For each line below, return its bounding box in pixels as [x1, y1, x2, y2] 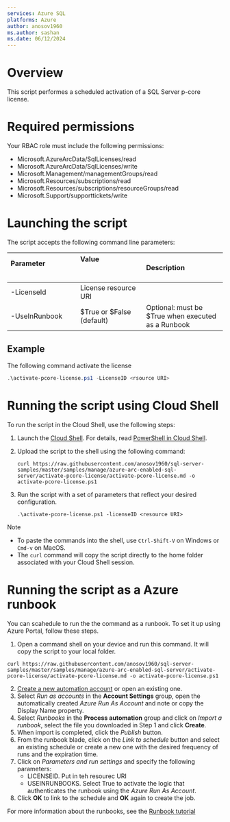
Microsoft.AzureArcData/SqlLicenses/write [16, 162, 138, 170]
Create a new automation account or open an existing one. [16, 684, 183, 692]
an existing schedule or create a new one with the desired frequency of [16, 742, 219, 751]
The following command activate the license [7, 361, 132, 370]
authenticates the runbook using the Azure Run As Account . [27, 786, 196, 795]
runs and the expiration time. [16, 750, 99, 758]
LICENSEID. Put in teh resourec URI [27, 772, 127, 780]
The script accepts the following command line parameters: [7, 238, 175, 246]
